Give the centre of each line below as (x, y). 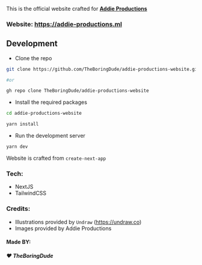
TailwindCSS (31, 193)
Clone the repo (33, 58)
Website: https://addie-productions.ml (64, 24)
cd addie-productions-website (44, 114)
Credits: (18, 209)
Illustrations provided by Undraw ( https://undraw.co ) (78, 222)
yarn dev (17, 147)
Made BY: (19, 242)
